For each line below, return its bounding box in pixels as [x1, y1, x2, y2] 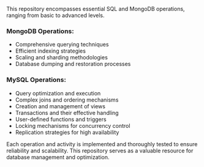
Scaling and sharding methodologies [15, 54, 108, 61]
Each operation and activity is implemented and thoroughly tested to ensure [6, 140, 198, 147]
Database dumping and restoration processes [15, 61, 131, 68]
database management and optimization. [6, 153, 110, 161]
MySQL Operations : [6, 76, 66, 84]
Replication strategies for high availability [15, 128, 119, 136]
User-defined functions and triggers [15, 116, 107, 123]
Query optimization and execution [15, 89, 101, 97]
